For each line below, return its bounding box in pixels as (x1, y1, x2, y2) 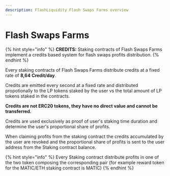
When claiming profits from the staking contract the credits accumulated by (5, 133, 164, 139)
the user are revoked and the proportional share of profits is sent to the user (5, 138, 165, 145)
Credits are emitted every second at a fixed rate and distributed (5, 82, 138, 88)
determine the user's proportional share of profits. (5, 123, 110, 130)
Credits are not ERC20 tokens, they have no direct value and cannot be (5, 103, 158, 109)
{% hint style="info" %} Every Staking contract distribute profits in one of (5, 154, 159, 160)
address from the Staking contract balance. (5, 144, 97, 150)
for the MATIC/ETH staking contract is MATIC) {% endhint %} (5, 165, 134, 171)
